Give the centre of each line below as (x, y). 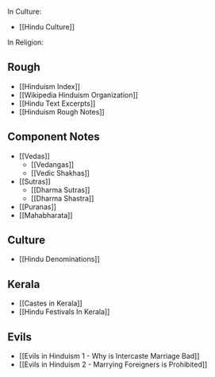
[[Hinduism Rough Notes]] (61, 111)
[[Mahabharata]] (46, 215)
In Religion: (26, 42)
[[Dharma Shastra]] (62, 198)
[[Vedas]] (35, 156)
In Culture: (25, 12)
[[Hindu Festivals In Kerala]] (64, 312)
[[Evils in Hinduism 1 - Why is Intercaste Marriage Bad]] (109, 356)
